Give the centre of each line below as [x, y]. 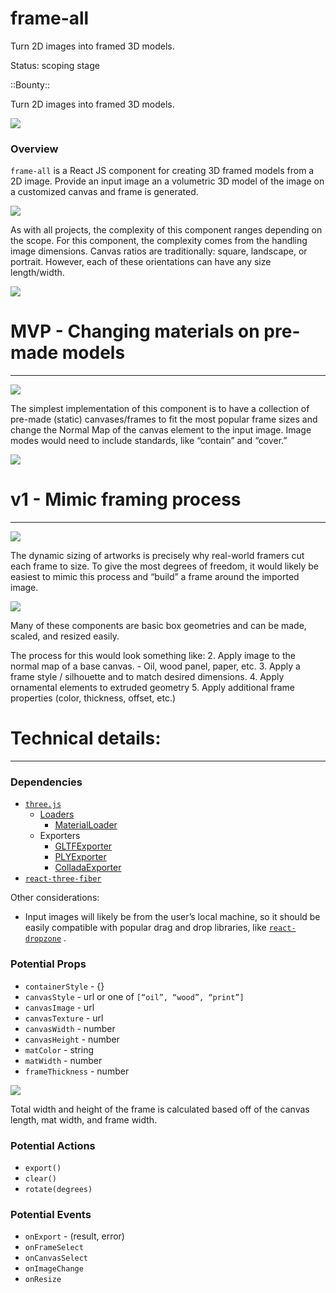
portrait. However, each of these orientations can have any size [141, 262]
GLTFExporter [83, 846]
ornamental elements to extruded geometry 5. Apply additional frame [153, 688]
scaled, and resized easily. [65, 636]
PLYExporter [80, 857]
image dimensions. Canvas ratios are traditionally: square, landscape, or [159, 251]
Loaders [57, 814]
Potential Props [48, 964]
